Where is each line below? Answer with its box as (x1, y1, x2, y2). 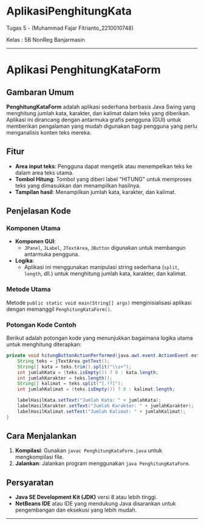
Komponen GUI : (15, 238, 56, 245)
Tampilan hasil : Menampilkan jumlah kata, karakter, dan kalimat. (15, 188, 176, 195)
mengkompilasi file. (15, 453, 64, 461)
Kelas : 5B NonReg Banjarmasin (6, 36, 85, 43)
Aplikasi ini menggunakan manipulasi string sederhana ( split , (24, 264, 179, 271)
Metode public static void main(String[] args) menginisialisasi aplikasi (6, 299, 192, 306)
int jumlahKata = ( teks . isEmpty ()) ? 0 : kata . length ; (17, 369, 159, 375)
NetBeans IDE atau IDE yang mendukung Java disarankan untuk (15, 500, 176, 507)
